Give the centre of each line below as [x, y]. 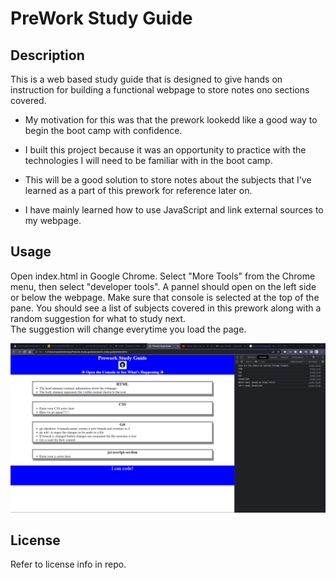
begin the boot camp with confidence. [103, 130]
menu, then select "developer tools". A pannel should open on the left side [163, 286]
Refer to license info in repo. [68, 564]
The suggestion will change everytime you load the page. [128, 329]
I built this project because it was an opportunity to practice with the [165, 150]
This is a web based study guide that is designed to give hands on [146, 79]
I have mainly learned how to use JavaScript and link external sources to [174, 210]
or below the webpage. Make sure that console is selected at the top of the [165, 297]
